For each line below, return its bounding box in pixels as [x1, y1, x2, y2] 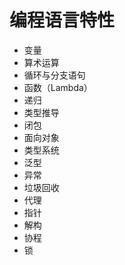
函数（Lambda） [23, 81, 93, 93]
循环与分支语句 [23, 69, 86, 81]
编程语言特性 [9, 9, 116, 32]
